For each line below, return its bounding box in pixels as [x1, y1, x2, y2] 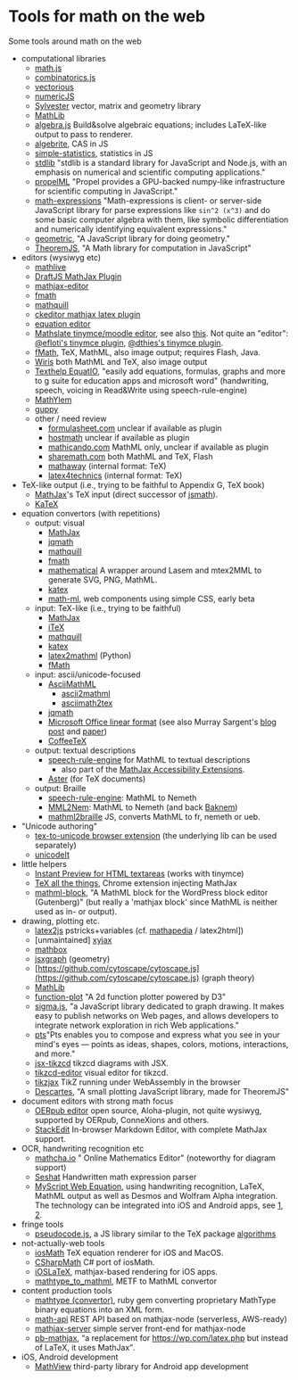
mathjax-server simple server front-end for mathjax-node [34, 1323, 246, 1334]
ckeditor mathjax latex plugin [34, 309, 141, 319]
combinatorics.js [34, 71, 96, 82]
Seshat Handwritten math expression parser [34, 1171, 197, 1182]
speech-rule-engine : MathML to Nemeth [47, 792, 197, 803]
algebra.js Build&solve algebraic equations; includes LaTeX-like [34, 119, 267, 130]
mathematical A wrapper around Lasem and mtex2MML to [47, 565, 262, 575]
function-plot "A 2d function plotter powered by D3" [34, 991, 227, 1002]
